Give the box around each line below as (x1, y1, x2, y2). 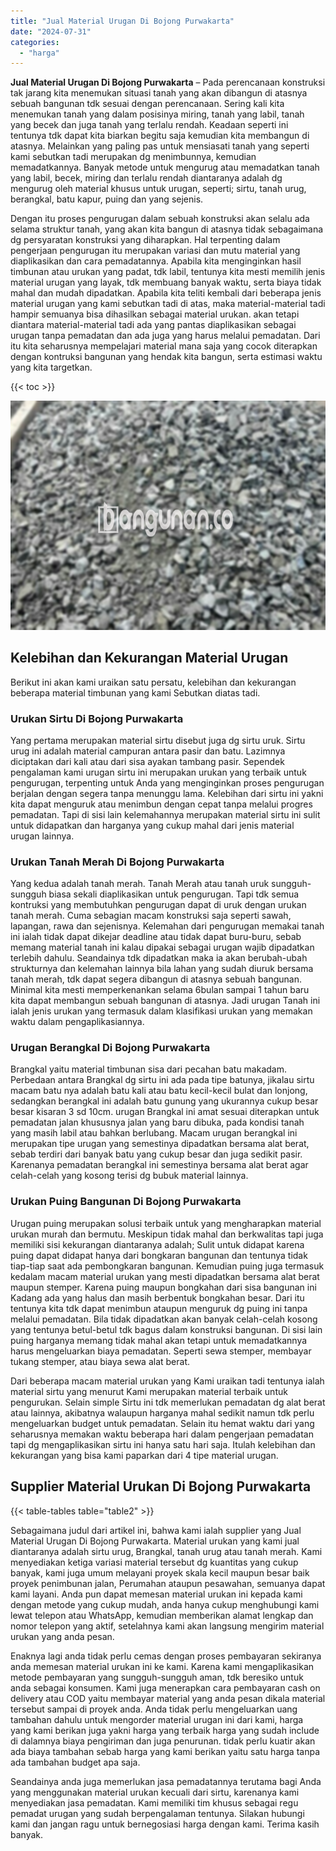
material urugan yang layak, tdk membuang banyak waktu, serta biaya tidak (10, 276, 322, 289)
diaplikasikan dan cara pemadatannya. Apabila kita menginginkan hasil (10, 255, 302, 267)
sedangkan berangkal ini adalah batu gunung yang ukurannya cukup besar (10, 1095, 319, 1107)
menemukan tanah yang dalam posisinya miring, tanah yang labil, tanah (10, 108, 305, 120)
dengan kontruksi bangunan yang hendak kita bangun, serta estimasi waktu (10, 351, 323, 363)
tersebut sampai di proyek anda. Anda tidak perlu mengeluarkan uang (10, 1703, 298, 1715)
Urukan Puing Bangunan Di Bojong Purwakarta (10, 1195, 242, 1209)
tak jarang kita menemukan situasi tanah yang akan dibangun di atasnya (10, 87, 308, 99)
